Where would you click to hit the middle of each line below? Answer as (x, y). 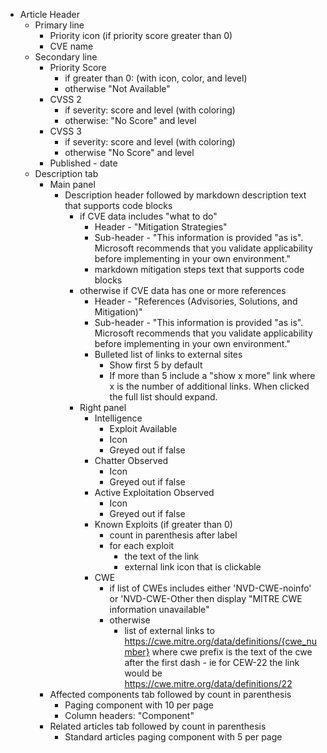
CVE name (71, 46)
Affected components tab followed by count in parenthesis (170, 694)
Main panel (72, 184)
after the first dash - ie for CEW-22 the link (212, 662)
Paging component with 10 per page (139, 705)
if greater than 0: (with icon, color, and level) (156, 78)
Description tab (66, 173)
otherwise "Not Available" (117, 88)
